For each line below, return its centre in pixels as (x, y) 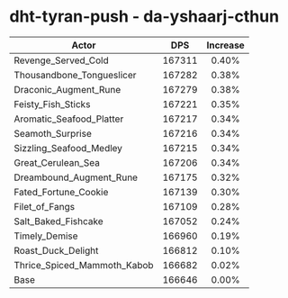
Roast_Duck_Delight (56, 250)
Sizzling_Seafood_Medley (68, 148)
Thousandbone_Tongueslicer (75, 75)
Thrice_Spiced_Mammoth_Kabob (84, 265)
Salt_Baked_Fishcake (58, 221)
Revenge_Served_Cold (62, 60)
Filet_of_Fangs (44, 206)
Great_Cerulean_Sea (57, 162)
